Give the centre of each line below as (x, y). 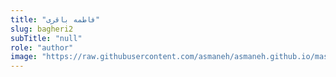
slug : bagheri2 (42, 29)
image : (24, 57)
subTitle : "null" (46, 38)
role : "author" (42, 47)
